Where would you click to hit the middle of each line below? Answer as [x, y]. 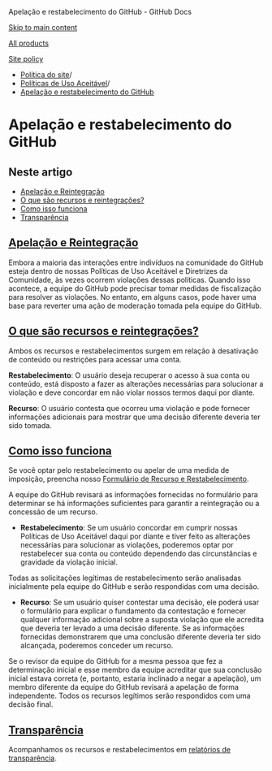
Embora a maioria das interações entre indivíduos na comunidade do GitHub [136, 262]
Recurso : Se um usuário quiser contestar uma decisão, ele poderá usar [140, 602]
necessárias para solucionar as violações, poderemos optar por [127, 545]
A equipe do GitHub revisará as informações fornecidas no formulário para [133, 495]
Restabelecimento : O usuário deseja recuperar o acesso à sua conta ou [129, 375]
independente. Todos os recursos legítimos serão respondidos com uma [130, 696]
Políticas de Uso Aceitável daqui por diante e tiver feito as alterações [135, 536]
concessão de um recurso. [53, 512]
